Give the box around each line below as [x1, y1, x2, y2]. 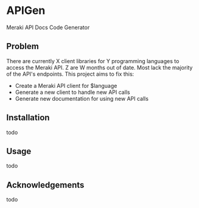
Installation [6, 113, 50, 123]
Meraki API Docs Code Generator [6, 24, 90, 31]
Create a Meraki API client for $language [15, 82, 117, 89]
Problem [6, 41, 40, 52]
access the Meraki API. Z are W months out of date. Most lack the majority [6, 64, 193, 71]
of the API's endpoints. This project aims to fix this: [6, 70, 134, 78]
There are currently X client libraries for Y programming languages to [6, 57, 180, 64]
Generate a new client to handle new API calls [15, 89, 130, 96]
